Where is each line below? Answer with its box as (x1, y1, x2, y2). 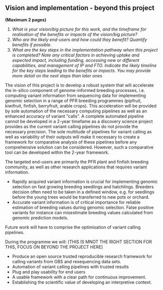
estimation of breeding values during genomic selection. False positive (12, 204, 154, 210)
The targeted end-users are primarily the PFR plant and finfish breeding (5, 159, 149, 164)
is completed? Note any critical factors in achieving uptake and (12, 52, 140, 58)
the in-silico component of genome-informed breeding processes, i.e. (5, 87, 145, 93)
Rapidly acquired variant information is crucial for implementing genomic (12, 179, 158, 184)
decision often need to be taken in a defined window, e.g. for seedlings (12, 189, 155, 195)
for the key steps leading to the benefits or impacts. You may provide (12, 68, 151, 73)
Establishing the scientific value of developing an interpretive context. (12, 279, 152, 285)
